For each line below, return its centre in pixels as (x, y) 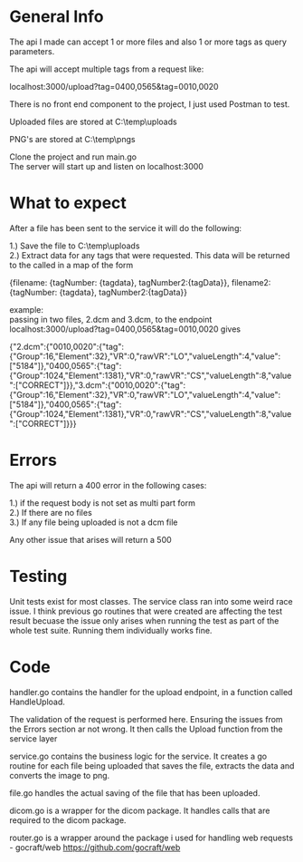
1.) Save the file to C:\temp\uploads (75, 246)
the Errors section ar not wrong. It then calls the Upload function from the (146, 729)
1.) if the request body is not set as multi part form (103, 503)
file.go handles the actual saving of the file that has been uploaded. (135, 793)
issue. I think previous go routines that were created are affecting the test (146, 611)
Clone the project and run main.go (73, 157)
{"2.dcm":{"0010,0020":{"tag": (67, 346)
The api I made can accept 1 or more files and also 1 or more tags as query (148, 42)
